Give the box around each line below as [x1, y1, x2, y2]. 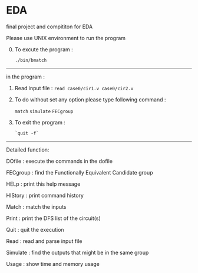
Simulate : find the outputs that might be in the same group [6, 249, 149, 256]
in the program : [6, 73, 45, 80]
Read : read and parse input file [6, 237, 82, 245]
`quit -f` [14, 130, 39, 136]
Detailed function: [6, 146, 49, 153]
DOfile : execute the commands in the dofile [6, 157, 113, 165]
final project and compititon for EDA [6, 23, 93, 30]
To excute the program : [14, 45, 73, 53]
